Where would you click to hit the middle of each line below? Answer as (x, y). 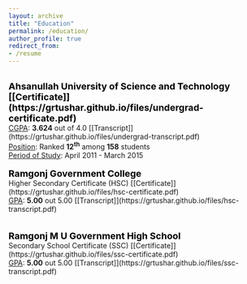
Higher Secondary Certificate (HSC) (69, 183)
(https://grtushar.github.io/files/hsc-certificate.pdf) (93, 191)
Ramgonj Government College (75, 173)
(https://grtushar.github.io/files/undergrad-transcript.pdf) (104, 136)
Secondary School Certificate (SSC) (69, 245)
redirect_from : (34, 46)
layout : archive (36, 16)
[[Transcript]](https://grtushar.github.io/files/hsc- (157, 200)
